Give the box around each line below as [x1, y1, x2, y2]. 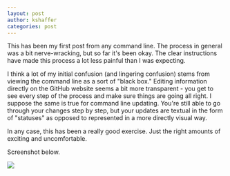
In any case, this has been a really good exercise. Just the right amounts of [7, 127, 221, 135]
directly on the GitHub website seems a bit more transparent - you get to [7, 84, 214, 93]
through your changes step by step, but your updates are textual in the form [7, 106, 223, 115]
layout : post [7, 10, 45, 17]
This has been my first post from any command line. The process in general [7, 42, 222, 50]
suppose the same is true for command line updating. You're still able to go [7, 99, 221, 108]
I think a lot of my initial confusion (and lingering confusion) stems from [7, 70, 211, 78]
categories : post [7, 23, 57, 30]
